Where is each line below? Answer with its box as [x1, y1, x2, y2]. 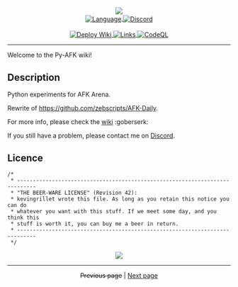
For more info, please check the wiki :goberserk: [7, 118, 149, 126]
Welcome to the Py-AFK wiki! [7, 51, 92, 60]
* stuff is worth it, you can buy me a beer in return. [10, 220, 179, 227]
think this [7, 214, 40, 221]
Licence [7, 152, 44, 164]
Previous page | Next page [80, 271, 158, 279]
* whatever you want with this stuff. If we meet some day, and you [10, 208, 217, 215]
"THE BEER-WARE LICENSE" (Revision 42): [16, 189, 138, 196]
